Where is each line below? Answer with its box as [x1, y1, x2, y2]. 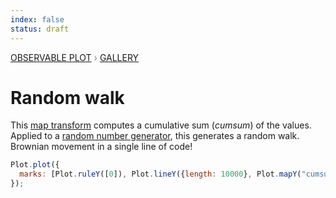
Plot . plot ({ [10, 160, 60, 170]
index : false [10, 14, 65, 25]
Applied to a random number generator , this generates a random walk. [10, 130, 300, 142]
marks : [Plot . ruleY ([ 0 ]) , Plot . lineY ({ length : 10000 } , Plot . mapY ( [19, 169, 302, 180]
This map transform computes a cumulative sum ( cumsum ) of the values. [10, 119, 312, 131]
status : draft [10, 24, 70, 34]
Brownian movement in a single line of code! [10, 141, 193, 153]
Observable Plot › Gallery [10, 51, 140, 63]
